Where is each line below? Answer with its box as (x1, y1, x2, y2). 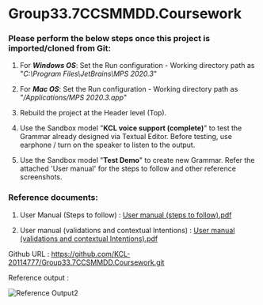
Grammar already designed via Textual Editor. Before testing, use (19, 132, 232, 141)
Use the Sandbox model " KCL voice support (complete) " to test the (19, 123, 242, 133)
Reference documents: (8, 192, 99, 203)
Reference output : (8, 273, 70, 282)
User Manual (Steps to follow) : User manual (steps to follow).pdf (19, 210, 232, 220)
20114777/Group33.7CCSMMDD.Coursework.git (8, 258, 165, 267)
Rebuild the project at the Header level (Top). (19, 108, 167, 118)
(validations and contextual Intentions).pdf (19, 234, 158, 243)
